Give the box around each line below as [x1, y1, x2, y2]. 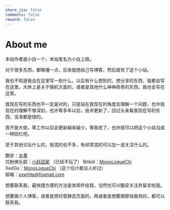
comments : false [5, 12, 39, 17]
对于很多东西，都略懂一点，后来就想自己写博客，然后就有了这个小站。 [5, 67, 152, 73]
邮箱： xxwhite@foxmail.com [5, 171, 65, 178]
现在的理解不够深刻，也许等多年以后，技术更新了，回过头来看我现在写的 [5, 108, 156, 114]
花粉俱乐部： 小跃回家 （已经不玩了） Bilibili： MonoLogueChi [5, 159, 132, 165]
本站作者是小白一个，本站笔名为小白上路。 [5, 56, 94, 62]
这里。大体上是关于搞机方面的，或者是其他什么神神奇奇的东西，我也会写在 [9, 84, 165, 90]
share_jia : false [5, 7, 42, 13]
